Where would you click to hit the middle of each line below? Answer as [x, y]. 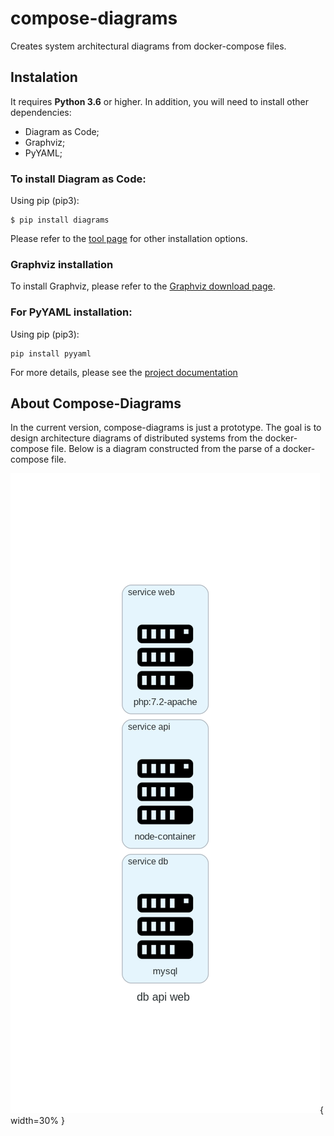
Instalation [44, 77]
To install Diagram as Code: [78, 179]
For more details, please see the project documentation [124, 372]
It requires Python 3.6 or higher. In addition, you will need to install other [159, 101]
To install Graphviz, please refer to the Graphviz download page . [143, 286]
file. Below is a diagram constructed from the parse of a [166, 449]
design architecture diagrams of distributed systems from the [136, 438]
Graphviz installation [62, 264]
